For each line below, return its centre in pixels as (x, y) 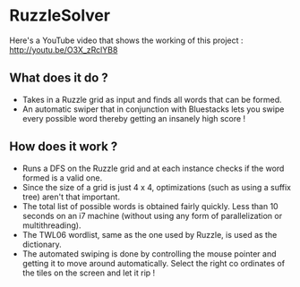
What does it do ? (59, 78)
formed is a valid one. (62, 177)
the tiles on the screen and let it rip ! (89, 273)
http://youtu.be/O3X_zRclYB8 (64, 49)
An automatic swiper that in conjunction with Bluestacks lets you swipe (153, 109)
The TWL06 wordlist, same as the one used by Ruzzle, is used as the (150, 234)
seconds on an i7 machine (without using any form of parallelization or (152, 215)
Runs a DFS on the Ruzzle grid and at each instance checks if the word (153, 168)
